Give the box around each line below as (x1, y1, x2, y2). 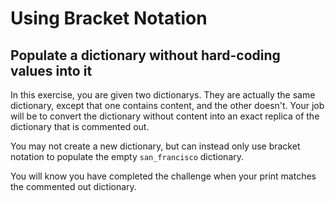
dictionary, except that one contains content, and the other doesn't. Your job (10, 100, 325, 111)
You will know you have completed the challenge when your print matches (10, 170, 317, 182)
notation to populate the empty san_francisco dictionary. (10, 151, 245, 162)
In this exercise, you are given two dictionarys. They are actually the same (10, 89, 316, 101)
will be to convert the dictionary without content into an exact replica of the (10, 110, 320, 122)
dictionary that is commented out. (10, 121, 150, 132)
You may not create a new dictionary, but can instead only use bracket (10, 140, 301, 152)
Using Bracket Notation (10, 7, 208, 30)
